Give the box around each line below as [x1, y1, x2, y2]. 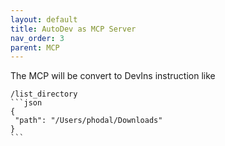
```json [10, 98, 43, 108]
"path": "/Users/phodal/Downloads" [14, 116, 163, 126]
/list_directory [10, 89, 78, 100]
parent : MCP [10, 42, 60, 53]
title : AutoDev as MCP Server [10, 24, 137, 34]
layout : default [10, 14, 78, 25]
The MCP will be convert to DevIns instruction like [10, 70, 216, 82]
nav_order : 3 [10, 33, 65, 43]
